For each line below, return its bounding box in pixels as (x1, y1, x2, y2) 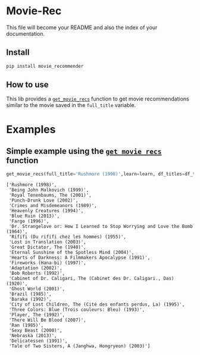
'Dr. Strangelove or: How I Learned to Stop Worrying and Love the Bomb (8, 224, 193, 230)
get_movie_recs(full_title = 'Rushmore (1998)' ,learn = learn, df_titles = (6, 171, 185, 177)
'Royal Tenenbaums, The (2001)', (8, 192, 92, 199)
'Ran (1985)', (8, 322, 44, 328)
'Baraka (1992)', (8, 296, 52, 303)
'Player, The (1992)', (8, 312, 65, 318)
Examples (6, 122, 56, 136)
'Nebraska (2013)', (8, 333, 58, 339)
